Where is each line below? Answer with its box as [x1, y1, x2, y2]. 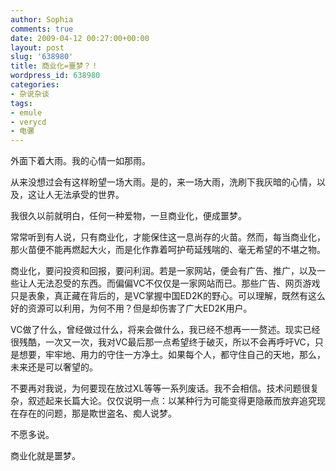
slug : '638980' [10, 52, 74, 62]
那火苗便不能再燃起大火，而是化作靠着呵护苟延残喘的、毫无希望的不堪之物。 [10, 244, 326, 256]
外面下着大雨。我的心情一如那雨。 [10, 155, 151, 167]
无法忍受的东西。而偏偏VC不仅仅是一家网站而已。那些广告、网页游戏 [36, 277, 321, 290]
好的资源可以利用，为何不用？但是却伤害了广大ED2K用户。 [10, 302, 253, 315]
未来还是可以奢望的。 [10, 361, 98, 373]
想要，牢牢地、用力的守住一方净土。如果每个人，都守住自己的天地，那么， [18, 349, 326, 361]
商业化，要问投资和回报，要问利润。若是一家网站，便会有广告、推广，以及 [10, 265, 317, 277]
